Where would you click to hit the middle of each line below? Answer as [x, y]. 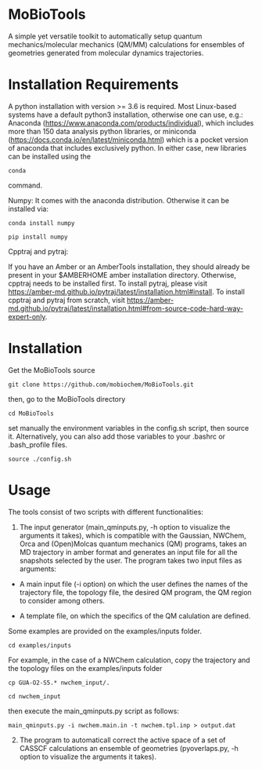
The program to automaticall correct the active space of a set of [122, 740]
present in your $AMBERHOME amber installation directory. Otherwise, [122, 275]
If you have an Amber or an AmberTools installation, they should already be [129, 266]
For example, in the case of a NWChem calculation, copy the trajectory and [129, 660]
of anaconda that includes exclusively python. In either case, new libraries [127, 148]
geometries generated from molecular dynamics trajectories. [106, 53]
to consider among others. [62, 600]
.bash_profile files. [38, 444]
